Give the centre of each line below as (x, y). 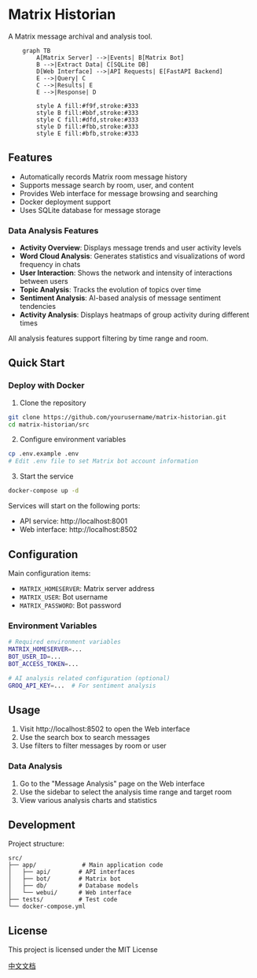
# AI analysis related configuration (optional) (89, 678)
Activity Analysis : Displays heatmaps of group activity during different (134, 315)
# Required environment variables (65, 642)
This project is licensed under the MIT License (83, 950)
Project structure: (37, 844)
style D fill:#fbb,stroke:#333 (88, 126)
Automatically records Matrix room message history (103, 177)
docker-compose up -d (44, 491)
